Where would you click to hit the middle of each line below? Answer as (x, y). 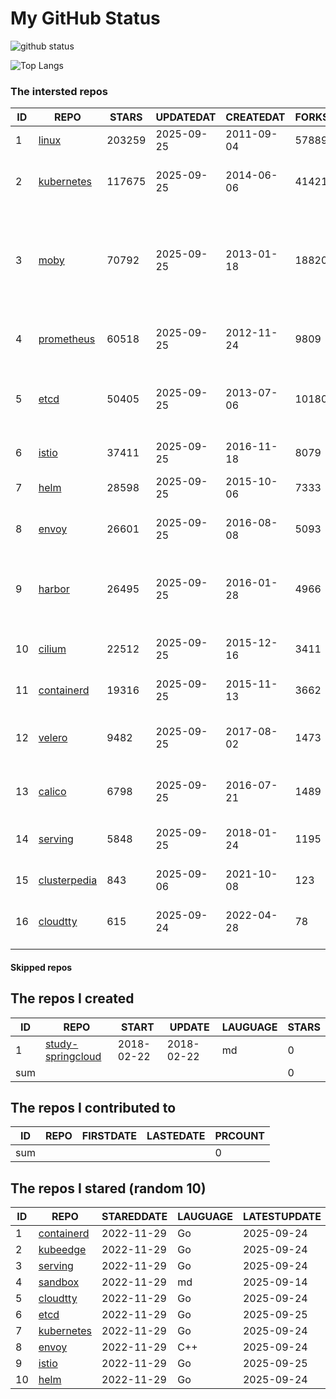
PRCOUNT (240, 1136)
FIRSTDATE (109, 1136)
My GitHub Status (85, 18)
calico (52, 792)
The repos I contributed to (93, 1108)
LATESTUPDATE (282, 1217)
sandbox (59, 1282)
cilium (52, 649)
